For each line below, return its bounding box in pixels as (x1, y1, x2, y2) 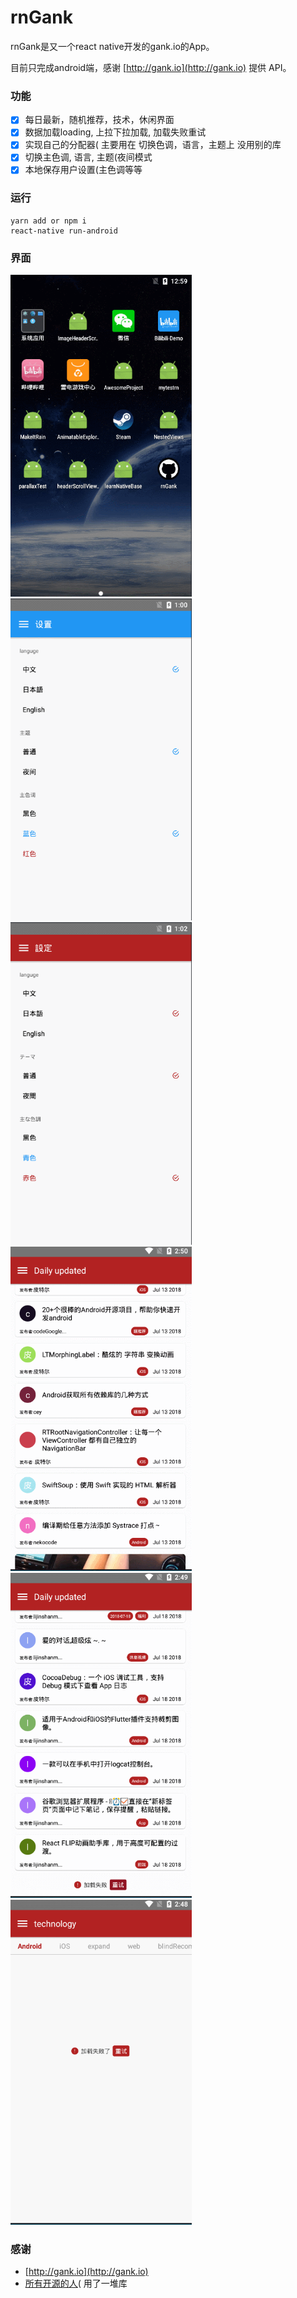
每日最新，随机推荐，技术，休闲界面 (24, 114, 175, 126)
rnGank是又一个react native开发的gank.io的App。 (10, 40, 215, 52)
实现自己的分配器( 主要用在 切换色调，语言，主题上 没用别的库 (24, 139, 282, 151)
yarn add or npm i (10, 216, 87, 226)
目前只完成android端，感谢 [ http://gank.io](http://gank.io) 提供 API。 (10, 61, 292, 73)
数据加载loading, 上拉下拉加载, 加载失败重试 (24, 126, 207, 138)
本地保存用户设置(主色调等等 (24, 164, 143, 176)
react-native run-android (10, 226, 118, 236)
